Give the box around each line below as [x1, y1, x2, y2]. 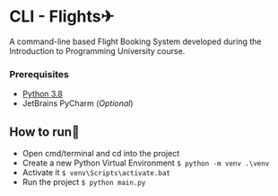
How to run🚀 [9, 124, 80, 139]
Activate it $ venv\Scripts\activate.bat [22, 167, 170, 178]
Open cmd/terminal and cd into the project [22, 148, 180, 159]
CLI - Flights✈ [9, 6, 115, 27]
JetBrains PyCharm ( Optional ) [22, 98, 134, 109]
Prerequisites [9, 67, 69, 80]
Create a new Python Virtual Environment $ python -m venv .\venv [22, 157, 270, 168]
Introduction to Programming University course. [9, 45, 186, 56]
